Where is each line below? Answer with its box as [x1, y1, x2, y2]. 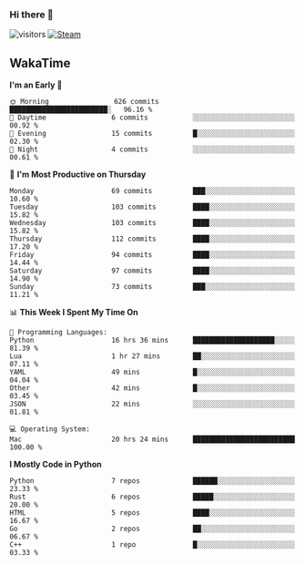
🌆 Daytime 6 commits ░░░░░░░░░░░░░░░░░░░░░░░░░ [9, 113, 296, 122]
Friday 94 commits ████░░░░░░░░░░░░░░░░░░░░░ [9, 251, 296, 260]
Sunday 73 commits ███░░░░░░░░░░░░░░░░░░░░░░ [9, 282, 296, 292]
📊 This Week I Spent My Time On [9, 307, 138, 318]
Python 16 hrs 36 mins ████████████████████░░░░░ [9, 336, 296, 345]
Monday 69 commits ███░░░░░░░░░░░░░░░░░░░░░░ [9, 187, 296, 196]
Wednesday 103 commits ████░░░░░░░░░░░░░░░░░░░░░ [9, 219, 296, 228]
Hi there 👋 [9, 8, 55, 21]
